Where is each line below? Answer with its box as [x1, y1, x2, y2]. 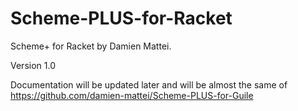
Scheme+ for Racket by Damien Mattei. [10, 40, 172, 52]
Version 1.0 [10, 59, 56, 71]
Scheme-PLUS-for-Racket [10, 7, 233, 30]
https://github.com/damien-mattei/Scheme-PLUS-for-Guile [10, 89, 254, 101]
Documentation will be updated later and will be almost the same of [10, 78, 288, 91]
